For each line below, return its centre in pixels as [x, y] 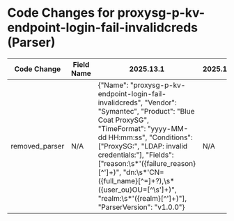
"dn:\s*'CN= [144, 172]
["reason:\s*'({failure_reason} [147, 163]
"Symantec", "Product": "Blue [146, 111]
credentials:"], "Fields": [136, 155]
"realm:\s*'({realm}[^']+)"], [142, 198]
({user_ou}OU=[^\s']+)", [137, 190]
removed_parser [38, 146]
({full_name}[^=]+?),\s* [136, 181]
